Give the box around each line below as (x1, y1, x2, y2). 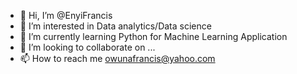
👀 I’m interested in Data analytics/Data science (19, 20, 212, 32)
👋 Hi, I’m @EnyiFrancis (19, 10, 113, 21)
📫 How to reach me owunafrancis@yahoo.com (19, 53, 216, 64)
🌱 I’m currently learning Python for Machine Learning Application (19, 31, 288, 42)
